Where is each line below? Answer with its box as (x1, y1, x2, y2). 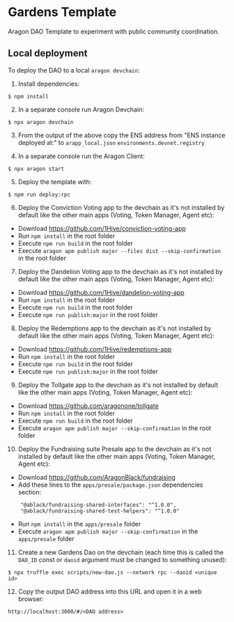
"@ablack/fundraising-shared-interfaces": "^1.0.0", (20, 501, 177, 508)
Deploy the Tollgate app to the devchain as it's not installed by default (17, 381, 219, 389)
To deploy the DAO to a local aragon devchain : (8, 66, 140, 74)
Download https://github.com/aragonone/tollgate (17, 402, 159, 410)
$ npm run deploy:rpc (8, 191, 71, 198)
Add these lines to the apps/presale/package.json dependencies (17, 480, 203, 489)
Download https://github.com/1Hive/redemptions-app (17, 344, 172, 353)
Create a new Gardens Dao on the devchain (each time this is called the (17, 548, 224, 556)
